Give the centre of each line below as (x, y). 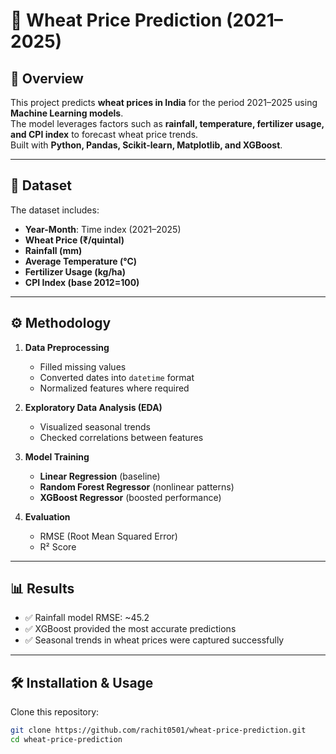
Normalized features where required (114, 388)
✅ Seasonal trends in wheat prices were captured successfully (154, 640)
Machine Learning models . (67, 113)
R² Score (58, 546)
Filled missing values (83, 366)
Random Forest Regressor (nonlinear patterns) (137, 486)
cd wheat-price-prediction (66, 740)
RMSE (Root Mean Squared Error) (108, 536)
